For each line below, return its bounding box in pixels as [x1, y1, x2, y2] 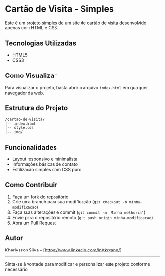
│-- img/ [5, 130, 23, 135]
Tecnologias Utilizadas [5, 39, 77, 48]
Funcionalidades [5, 143, 57, 151]
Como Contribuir [5, 180, 57, 189]
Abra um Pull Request [12, 220, 56, 226]
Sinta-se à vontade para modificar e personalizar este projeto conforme [5, 261, 151, 267]
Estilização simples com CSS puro [12, 167, 82, 173]
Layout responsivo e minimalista [12, 156, 78, 162]
